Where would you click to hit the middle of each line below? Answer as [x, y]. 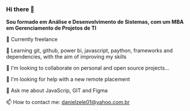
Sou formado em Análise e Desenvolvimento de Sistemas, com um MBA [95, 22]
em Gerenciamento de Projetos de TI [51, 28]
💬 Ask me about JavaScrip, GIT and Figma [57, 91]
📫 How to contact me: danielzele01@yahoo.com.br [68, 102]
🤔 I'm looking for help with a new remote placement [68, 79]
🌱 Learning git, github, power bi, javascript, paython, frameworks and [89, 51]
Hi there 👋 [20, 9]
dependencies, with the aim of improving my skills [66, 57]
